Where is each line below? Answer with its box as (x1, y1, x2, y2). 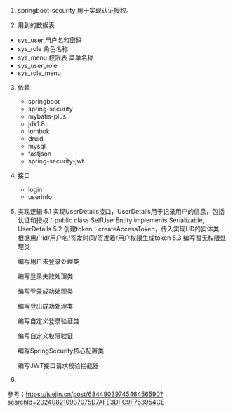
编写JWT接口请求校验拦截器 (17, 362, 100, 370)
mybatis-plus (27, 112, 67, 121)
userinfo (27, 193, 53, 201)
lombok (27, 127, 51, 135)
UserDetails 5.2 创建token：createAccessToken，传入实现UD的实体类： (17, 225, 226, 233)
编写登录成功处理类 (17, 287, 74, 295)
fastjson (27, 149, 51, 158)
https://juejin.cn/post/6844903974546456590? (25, 390, 164, 398)
